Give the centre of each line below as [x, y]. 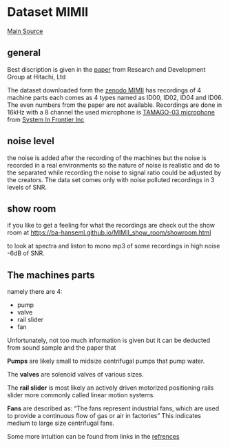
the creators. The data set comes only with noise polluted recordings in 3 [111, 179]
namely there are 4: [35, 292]
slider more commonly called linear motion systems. [81, 395]
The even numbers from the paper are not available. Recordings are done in [115, 105]
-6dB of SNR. [26, 253]
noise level [31, 141]
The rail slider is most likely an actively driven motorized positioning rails [111, 388]
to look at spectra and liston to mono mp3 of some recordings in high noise [114, 246]
